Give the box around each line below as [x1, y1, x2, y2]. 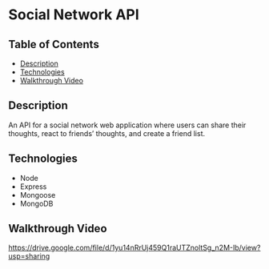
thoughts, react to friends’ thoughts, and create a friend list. [8, 128, 206, 138]
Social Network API [8, 6, 140, 24]
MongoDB [19, 199, 54, 208]
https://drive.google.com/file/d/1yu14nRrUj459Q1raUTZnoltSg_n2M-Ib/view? [8, 243, 261, 253]
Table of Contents [8, 38, 100, 51]
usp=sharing [8, 251, 50, 261]
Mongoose [19, 190, 56, 199]
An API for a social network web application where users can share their [8, 120, 247, 130]
